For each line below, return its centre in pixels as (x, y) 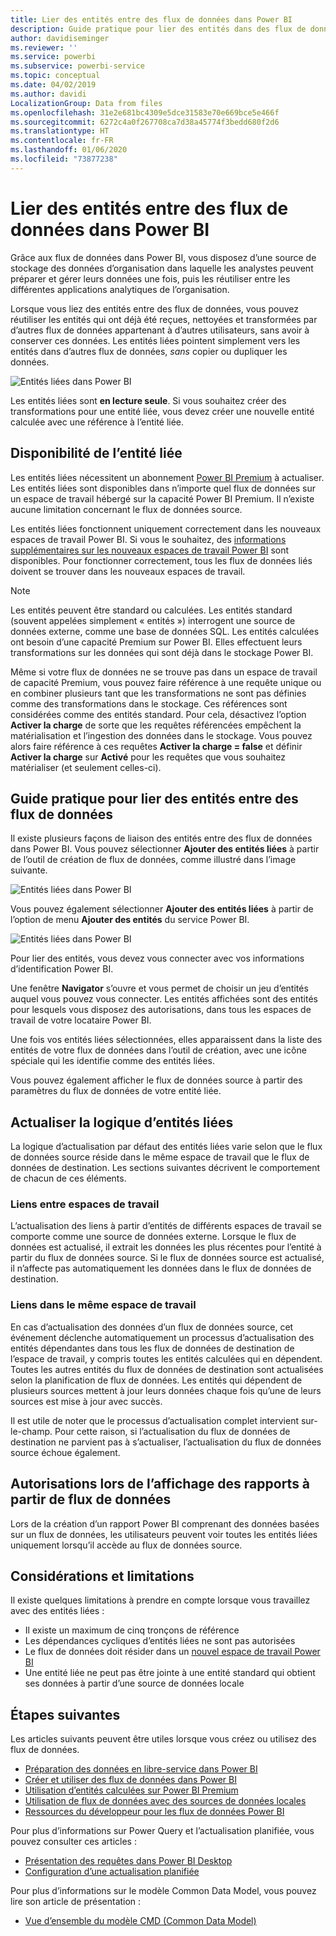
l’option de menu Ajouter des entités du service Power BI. (130, 920)
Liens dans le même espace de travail (103, 1305)
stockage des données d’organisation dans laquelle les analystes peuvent (162, 268)
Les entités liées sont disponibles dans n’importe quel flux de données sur (163, 488)
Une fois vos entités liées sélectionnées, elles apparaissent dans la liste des (166, 1040)
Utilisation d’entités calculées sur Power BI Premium (131, 1790)
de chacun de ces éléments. (68, 1178)
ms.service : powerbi (53, 57)
